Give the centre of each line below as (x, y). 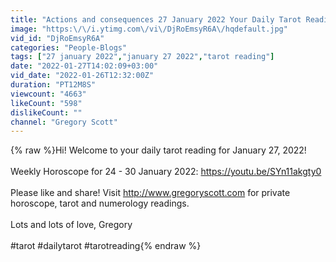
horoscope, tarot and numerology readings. (100, 203)
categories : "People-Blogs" (69, 47)
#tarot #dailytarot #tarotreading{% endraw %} (106, 246)
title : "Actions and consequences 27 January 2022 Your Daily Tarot (156, 19)
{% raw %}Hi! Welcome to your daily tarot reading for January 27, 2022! (158, 150)
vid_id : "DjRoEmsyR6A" (57, 38)
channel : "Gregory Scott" (64, 122)
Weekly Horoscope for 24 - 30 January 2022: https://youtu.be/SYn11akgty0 (166, 172)
